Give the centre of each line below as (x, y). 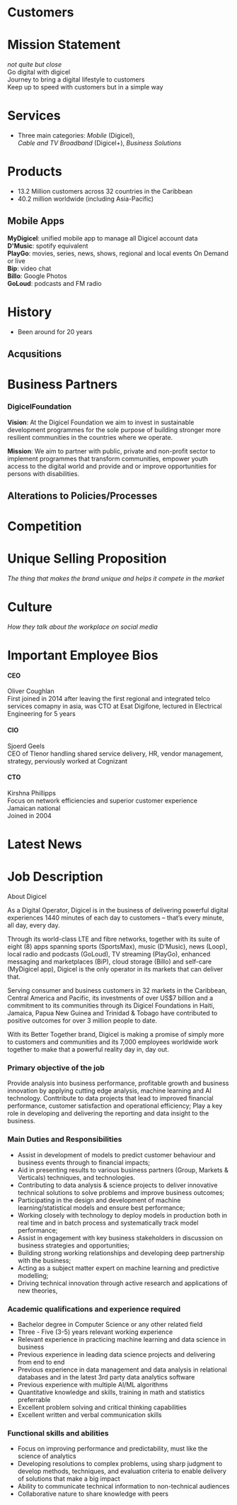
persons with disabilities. (44, 473)
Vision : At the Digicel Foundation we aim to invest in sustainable (101, 422)
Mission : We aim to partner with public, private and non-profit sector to (111, 451)
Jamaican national (34, 808)
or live (17, 260)
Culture (30, 607)
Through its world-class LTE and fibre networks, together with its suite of (114, 939)
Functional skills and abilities (58, 1433)
